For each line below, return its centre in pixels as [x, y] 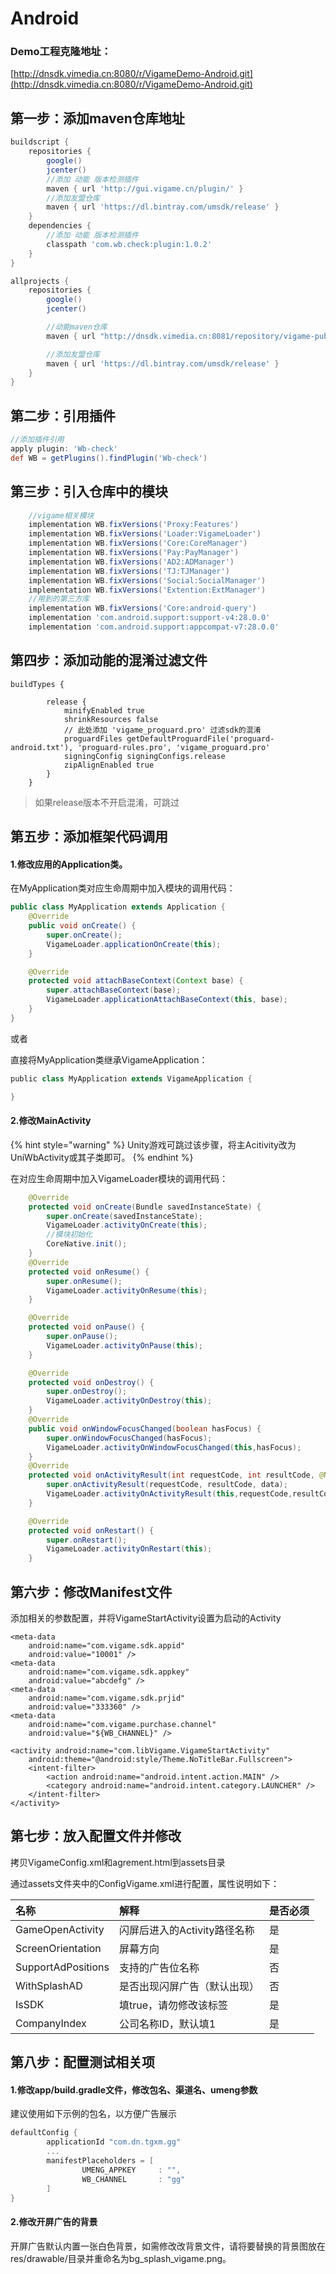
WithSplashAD [49, 1985]
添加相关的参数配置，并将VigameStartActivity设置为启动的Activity [146, 1618]
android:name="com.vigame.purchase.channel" [122, 1724]
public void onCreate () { [82, 926]
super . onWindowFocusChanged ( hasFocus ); [129, 1438]
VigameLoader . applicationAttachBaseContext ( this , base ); [167, 1000]
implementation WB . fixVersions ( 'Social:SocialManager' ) [147, 580]
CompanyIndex [51, 2023]
